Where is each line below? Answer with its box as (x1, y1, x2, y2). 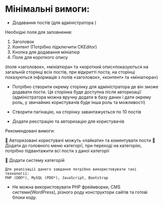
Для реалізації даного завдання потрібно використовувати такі (5, 167, 137, 172)
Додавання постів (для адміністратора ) (12, 20, 96, 26)
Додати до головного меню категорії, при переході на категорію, (5, 142, 142, 148)
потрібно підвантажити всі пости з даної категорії (5, 148, 109, 154)
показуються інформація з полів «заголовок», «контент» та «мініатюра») (5, 74, 158, 80)
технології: (5, 171, 29, 176)
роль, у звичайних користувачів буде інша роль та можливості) (12, 99, 146, 105)
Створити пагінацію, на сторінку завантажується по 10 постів (12, 109, 141, 115)
